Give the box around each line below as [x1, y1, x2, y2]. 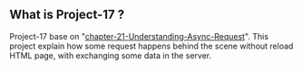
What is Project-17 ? [9, 7, 125, 22]
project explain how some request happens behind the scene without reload [9, 40, 294, 51]
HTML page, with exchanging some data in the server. [9, 49, 212, 61]
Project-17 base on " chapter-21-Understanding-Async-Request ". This [9, 31, 269, 41]
